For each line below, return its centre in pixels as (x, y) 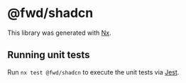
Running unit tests (49, 55)
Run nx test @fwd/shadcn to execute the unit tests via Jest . (93, 72)
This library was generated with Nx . (59, 33)
